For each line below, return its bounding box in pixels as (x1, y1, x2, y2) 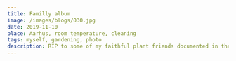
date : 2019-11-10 (7, 23, 58, 30)
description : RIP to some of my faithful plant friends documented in (7, 43, 218, 50)
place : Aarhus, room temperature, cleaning (7, 29, 137, 37)
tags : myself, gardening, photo (7, 36, 102, 43)
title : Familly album (7, 10, 71, 18)
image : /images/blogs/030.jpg (7, 17, 96, 24)
